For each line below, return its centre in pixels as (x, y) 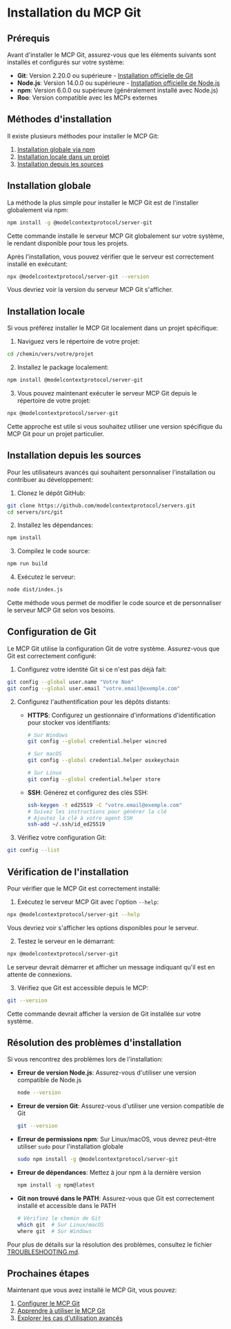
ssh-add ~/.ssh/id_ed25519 (66, 824)
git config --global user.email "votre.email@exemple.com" (94, 688)
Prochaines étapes (48, 1273)
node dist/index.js (35, 590)
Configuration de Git (52, 632)
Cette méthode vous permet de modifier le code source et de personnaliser (114, 603)
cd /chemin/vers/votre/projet (51, 354)
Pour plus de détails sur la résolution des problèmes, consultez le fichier (110, 1244)
